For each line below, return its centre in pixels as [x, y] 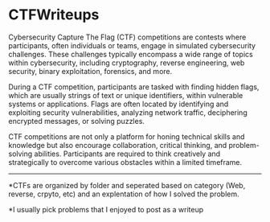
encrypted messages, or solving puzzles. [76, 121]
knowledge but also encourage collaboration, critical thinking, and [118, 145]
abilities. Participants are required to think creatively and [127, 154]
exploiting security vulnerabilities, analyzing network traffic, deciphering [128, 112]
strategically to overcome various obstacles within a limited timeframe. [125, 162]
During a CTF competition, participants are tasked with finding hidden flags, [134, 87]
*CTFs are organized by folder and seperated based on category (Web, [127, 185]
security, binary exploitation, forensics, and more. [90, 71]
